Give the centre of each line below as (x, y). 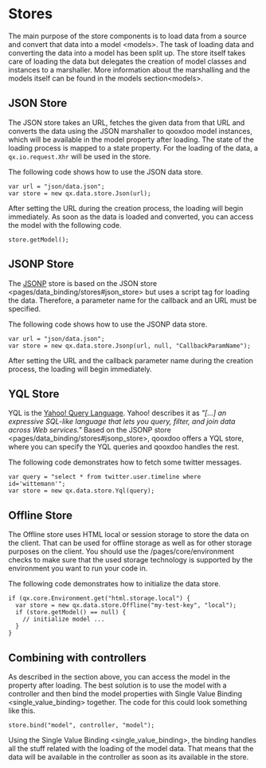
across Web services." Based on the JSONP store (90, 430)
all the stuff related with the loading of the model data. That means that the (131, 748)
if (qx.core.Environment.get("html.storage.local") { (100, 598)
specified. (25, 308)
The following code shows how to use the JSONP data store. (108, 324)
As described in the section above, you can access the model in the (119, 677)
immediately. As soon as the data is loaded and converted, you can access (131, 217)
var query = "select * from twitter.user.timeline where (105, 477)
